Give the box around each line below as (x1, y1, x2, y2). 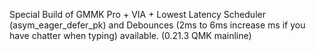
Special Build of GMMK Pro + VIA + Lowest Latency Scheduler (9, 9, 266, 20)
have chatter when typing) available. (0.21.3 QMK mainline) (9, 30, 252, 41)
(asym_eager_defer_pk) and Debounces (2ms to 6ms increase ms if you (9, 19, 306, 31)
